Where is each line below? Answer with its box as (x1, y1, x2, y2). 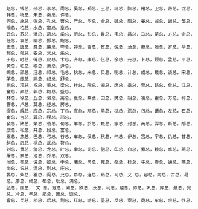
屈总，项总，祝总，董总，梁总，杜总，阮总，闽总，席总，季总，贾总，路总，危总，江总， (6, 83, 195, 89)
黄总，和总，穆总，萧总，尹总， (6, 63, 74, 69)
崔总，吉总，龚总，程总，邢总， (6, 114, 74, 120)
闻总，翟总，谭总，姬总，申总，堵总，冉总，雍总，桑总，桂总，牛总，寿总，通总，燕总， (6, 159, 195, 165)
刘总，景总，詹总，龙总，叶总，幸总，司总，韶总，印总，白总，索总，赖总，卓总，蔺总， (6, 146, 195, 152)
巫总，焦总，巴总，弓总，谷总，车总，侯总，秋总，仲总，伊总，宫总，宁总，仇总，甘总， (6, 134, 195, 140)
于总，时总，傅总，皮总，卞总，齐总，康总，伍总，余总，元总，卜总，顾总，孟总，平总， (6, 57, 195, 63)
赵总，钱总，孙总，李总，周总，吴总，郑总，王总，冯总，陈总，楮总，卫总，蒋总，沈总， (6, 5, 195, 11)
